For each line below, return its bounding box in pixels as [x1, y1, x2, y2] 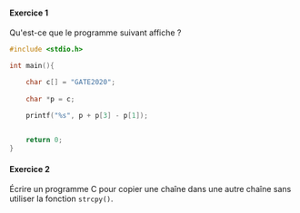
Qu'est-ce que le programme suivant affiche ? [9, 27, 182, 38]
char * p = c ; [25, 94, 75, 103]
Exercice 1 [9, 7, 49, 18]
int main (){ [9, 62, 55, 71]
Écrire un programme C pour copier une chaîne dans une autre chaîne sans [9, 184, 292, 195]
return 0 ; [25, 136, 64, 145]
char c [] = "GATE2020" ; [25, 77, 116, 86]
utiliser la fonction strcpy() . [9, 193, 114, 204]
